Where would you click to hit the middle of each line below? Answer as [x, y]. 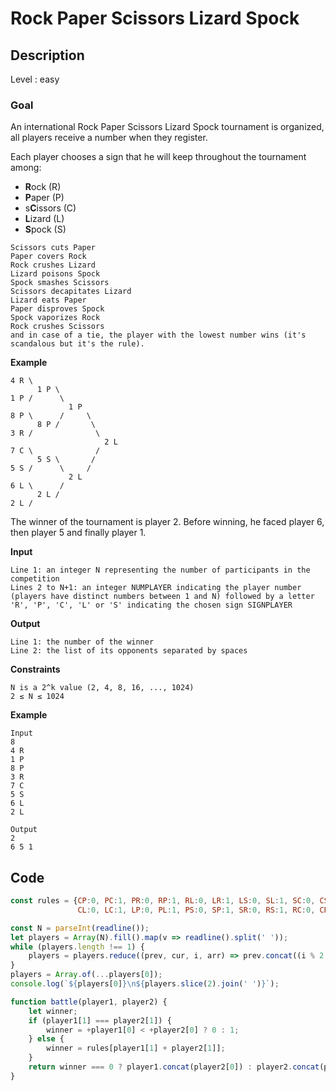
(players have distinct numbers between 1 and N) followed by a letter [162, 597]
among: [26, 168]
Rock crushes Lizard [53, 265]
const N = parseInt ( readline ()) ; [80, 928]
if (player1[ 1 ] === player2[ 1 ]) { [100, 1020]
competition [35, 579]
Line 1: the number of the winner [82, 642]
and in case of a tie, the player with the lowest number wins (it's [158, 335]
